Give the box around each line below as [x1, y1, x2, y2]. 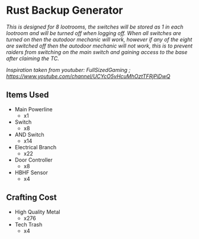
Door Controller [14, 156, 53, 163]
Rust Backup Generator [6, 4, 123, 17]
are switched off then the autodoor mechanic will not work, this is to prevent [6, 42, 193, 49]
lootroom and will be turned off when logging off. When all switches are [6, 29, 182, 36]
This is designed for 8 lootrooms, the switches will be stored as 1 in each [6, 23, 184, 30]
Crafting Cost [6, 193, 57, 203]
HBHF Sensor [14, 169, 49, 176]
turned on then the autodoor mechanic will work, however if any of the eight [6, 36, 192, 43]
